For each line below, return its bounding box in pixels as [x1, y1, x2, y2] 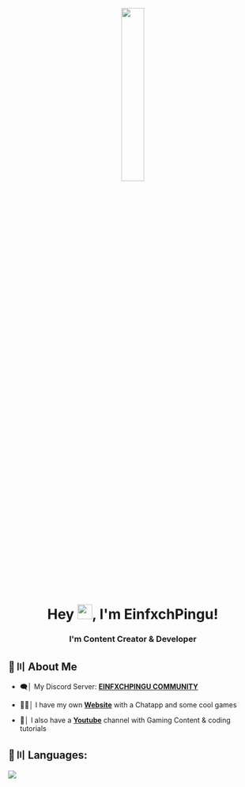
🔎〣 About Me [8, 660, 77, 673]
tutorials [19, 723, 47, 733]
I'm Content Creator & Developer [69, 634, 197, 645]
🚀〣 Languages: [8, 748, 88, 762]
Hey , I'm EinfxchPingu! [47, 605, 219, 624]
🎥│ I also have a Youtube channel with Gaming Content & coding [19, 715, 231, 725]
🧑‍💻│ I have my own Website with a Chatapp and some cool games [19, 699, 237, 710]
